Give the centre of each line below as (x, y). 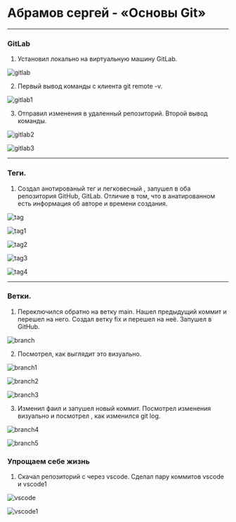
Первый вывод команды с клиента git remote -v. (90, 87)
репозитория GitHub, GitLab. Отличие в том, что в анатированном (116, 196)
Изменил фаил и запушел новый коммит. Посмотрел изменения (114, 408)
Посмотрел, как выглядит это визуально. (79, 354)
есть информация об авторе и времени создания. (92, 203)
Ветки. (19, 296)
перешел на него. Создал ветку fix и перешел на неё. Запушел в (114, 319)
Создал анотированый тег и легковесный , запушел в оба (104, 189)
